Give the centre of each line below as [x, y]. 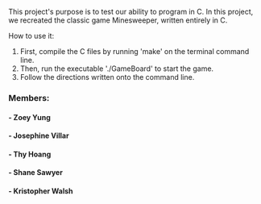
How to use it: [31, 36]
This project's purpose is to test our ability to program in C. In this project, [131, 12]
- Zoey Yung [29, 117]
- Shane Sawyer [35, 173]
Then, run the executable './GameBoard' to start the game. [117, 69]
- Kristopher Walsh [41, 191]
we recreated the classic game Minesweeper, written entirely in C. [118, 20]
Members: [29, 98]
